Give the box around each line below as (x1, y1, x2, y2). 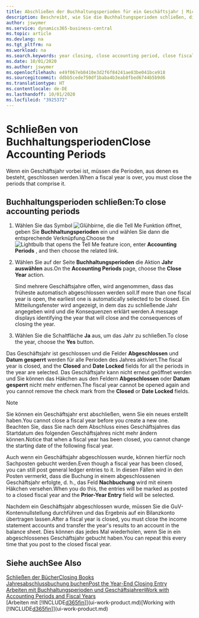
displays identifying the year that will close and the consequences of (14, 314, 182, 321)
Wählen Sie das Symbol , (14, 222, 182, 229)
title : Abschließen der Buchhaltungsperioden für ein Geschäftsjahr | (6, 8, 184, 15)
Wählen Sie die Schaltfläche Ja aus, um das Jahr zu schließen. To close (14, 332, 188, 339)
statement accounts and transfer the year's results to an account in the (6, 522, 179, 529)
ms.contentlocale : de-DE (6, 86, 68, 92)
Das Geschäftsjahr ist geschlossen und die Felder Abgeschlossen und (6, 350, 179, 357)
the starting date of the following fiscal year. (6, 442, 114, 450)
